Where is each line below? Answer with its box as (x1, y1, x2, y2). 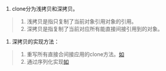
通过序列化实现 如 (26, 58, 69, 65)
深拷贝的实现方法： (11, 38, 60, 45)
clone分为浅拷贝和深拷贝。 (11, 5, 79, 12)
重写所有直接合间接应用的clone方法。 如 (26, 51, 124, 58)
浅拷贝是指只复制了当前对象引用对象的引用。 (26, 18, 137, 25)
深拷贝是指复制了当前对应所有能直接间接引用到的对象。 (26, 26, 163, 32)
